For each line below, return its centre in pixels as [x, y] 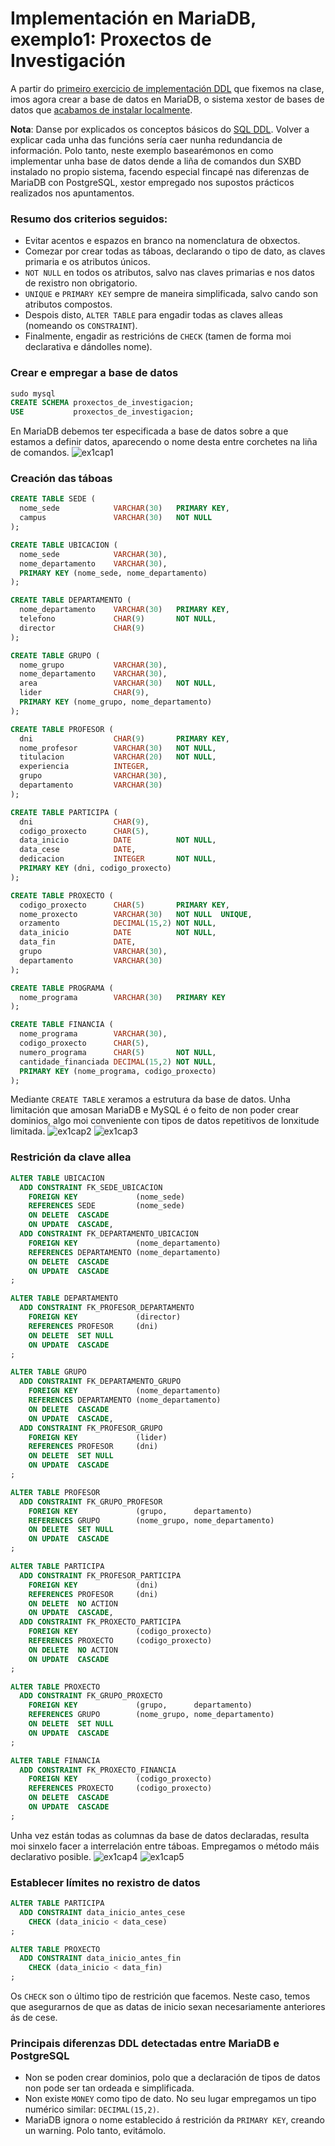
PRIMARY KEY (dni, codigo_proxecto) [95, 868]
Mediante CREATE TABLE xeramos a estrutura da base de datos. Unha [150, 1099]
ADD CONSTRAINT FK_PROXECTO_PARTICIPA [100, 1622]
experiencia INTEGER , [84, 767]
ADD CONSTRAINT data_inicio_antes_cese [102, 1912]
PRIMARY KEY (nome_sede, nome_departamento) [113, 573]
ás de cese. [34, 2018]
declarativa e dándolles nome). [88, 347]
